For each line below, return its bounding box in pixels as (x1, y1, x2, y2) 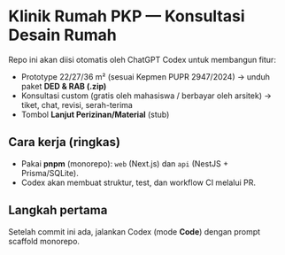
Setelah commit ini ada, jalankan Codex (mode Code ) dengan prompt (8, 226, 261, 236)
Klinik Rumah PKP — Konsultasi (8, 6, 245, 27)
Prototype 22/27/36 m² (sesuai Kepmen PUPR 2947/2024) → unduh (20, 71, 271, 81)
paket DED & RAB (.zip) (20, 81, 107, 91)
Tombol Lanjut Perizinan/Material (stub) (20, 109, 170, 120)
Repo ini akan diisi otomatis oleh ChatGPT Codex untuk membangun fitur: (8, 54, 276, 65)
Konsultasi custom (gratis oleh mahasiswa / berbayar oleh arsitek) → (20, 90, 272, 101)
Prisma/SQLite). (20, 167, 79, 178)
